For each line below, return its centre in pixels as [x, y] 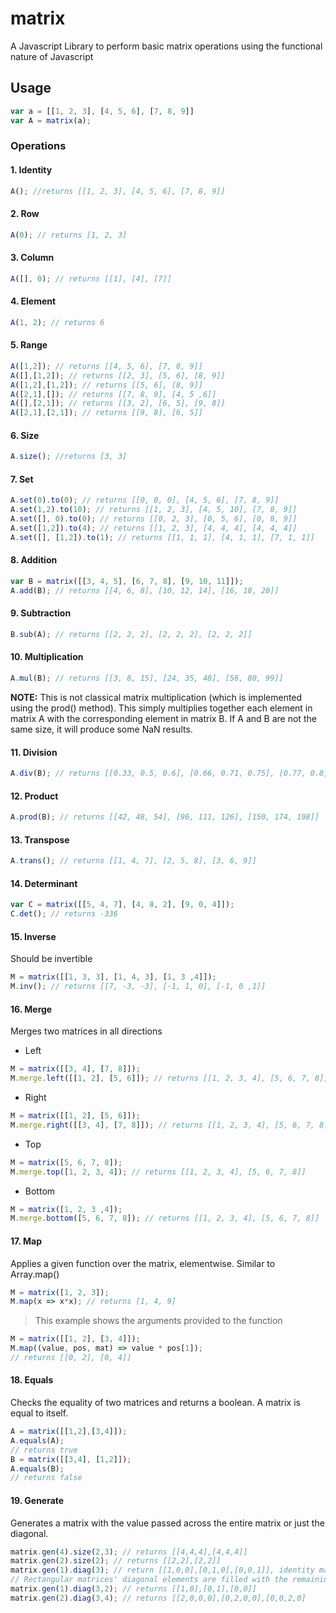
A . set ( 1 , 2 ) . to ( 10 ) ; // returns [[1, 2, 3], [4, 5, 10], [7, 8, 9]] [154, 510]
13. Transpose [40, 839]
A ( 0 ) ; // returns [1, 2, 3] [69, 235]
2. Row [25, 214]
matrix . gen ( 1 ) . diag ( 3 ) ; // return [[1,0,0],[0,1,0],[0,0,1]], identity [162, 1570]
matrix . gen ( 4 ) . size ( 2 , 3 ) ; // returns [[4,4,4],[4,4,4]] [129, 1552]
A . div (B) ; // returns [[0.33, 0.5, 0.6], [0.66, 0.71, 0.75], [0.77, [158, 773]
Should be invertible [51, 959]
